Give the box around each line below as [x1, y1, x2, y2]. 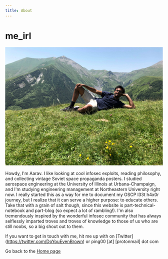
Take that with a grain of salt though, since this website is [5, 202, 123, 208]
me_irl [5, 30, 31, 41]
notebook [5, 207, 25, 213]
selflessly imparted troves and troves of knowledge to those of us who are [5, 218, 158, 224]
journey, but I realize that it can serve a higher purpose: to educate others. [5, 196, 158, 202]
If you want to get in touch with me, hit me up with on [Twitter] [5, 233, 133, 239]
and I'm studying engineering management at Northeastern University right [5, 186, 160, 192]
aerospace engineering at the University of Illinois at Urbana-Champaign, [5, 180, 156, 187]
